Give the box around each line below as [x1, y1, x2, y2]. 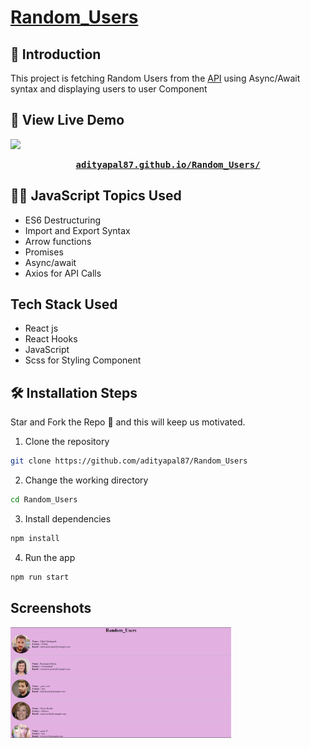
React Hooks [24, 333, 78, 345]
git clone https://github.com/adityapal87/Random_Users [10, 456, 248, 466]
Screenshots [10, 600, 92, 617]
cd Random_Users [10, 495, 78, 505]
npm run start [10, 572, 70, 582]
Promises [24, 246, 64, 258]
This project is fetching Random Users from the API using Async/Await [10, 72, 301, 84]
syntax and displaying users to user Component [10, 83, 208, 95]
